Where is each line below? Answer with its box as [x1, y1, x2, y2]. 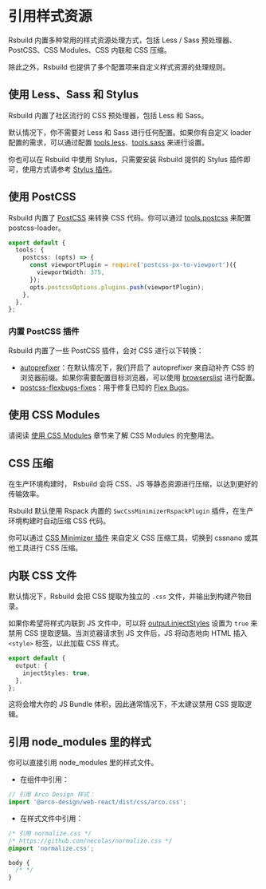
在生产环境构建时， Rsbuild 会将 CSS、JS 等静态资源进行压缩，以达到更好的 [8, 479, 259, 489]
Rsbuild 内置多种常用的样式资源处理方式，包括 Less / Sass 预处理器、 [8, 35, 237, 45]
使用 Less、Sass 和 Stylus [8, 88, 139, 101]
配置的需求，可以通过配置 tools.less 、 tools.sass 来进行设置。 [8, 137, 209, 147]
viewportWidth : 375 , [37, 268, 105, 276]
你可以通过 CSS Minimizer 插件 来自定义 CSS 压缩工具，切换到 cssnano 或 [8, 533, 252, 543]
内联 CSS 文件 [8, 569, 77, 582]
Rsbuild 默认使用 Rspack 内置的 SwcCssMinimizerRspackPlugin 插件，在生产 [8, 506, 254, 516]
